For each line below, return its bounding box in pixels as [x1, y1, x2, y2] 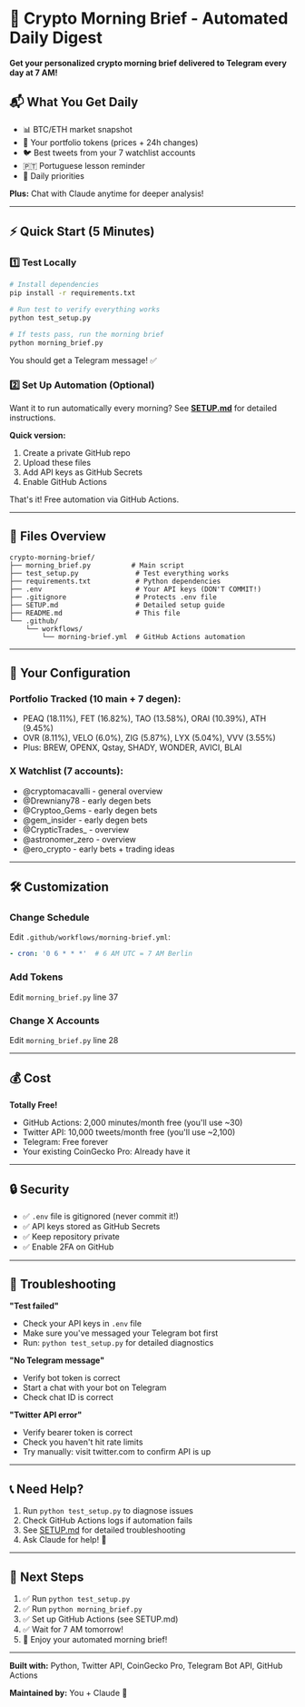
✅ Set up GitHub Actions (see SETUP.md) [22, 1613, 179, 1624]
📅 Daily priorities [22, 170, 84, 181]
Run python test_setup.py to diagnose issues [22, 1505, 193, 1516]
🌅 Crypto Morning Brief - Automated [9, 8, 289, 29]
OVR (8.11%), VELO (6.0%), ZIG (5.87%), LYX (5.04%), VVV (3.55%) [22, 733, 277, 744]
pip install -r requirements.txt [9, 289, 136, 298]
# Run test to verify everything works [9, 305, 161, 314]
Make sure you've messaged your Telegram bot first [22, 1327, 219, 1338]
